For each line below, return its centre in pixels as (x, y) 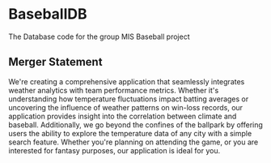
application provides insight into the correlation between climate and (123, 116)
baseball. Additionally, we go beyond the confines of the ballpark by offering (135, 124)
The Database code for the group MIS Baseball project (99, 36)
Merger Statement (55, 62)
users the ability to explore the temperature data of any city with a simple (130, 133)
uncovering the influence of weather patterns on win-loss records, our (126, 107)
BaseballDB (48, 14)
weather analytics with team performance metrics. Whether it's (114, 90)
